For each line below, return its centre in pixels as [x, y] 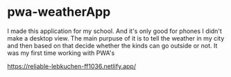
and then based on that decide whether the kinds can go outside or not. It [112, 45]
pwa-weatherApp [59, 12]
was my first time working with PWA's [61, 53]
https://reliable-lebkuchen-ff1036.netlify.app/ [72, 66]
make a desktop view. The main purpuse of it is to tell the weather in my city [116, 38]
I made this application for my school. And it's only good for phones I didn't [114, 31]
